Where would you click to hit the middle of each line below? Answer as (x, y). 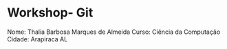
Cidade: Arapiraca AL (37, 39)
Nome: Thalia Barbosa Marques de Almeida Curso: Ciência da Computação (114, 32)
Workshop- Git (50, 13)
